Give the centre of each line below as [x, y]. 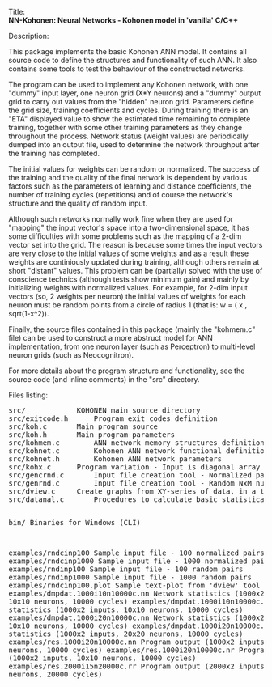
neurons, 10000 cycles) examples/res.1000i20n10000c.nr [121, 650]
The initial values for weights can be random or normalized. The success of [134, 169]
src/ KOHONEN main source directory [104, 411]
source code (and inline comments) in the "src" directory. [104, 379]
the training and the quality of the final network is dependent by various [128, 178]
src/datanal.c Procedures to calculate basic [113, 500]
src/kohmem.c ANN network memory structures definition [136, 443]
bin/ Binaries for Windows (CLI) [75, 522]
